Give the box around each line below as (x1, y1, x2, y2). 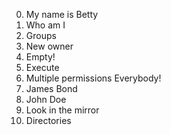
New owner (25, 40, 74, 52)
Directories (25, 115, 72, 126)
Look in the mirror (25, 104, 100, 116)
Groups (25, 30, 57, 41)
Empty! (25, 51, 56, 63)
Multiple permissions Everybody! (25, 72, 162, 84)
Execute (25, 62, 60, 73)
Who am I (25, 19, 66, 31)
